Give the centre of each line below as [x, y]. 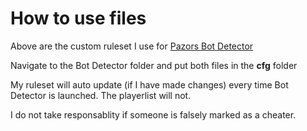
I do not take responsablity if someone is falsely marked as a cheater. [153, 114]
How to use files [78, 18]
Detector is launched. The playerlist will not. [101, 95]
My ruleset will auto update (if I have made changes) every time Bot [149, 84]
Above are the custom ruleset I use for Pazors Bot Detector [132, 46]
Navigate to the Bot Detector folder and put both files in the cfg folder [154, 65]
